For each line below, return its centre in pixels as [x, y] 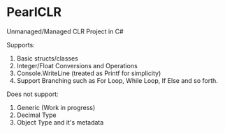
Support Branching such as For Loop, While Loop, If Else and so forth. [117, 80]
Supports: [21, 45]
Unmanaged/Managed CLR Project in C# [65, 31]
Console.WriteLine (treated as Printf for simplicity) [89, 73]
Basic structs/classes [47, 58]
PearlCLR [34, 12]
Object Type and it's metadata [60, 122]
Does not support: [32, 94]
